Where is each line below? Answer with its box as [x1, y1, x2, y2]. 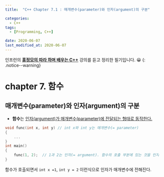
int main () [5, 143, 27, 149]
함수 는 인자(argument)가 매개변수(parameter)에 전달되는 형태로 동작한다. [12, 116, 153, 121]
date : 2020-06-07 [5, 39, 41, 43]
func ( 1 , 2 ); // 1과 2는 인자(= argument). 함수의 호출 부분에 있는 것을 [14, 153, 150, 157]
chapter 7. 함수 [5, 81, 64, 92]
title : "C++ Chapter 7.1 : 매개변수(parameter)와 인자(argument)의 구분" [5, 7, 150, 12]
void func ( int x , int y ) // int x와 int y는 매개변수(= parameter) [5, 125, 139, 130]
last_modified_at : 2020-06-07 [5, 43, 67, 48]
